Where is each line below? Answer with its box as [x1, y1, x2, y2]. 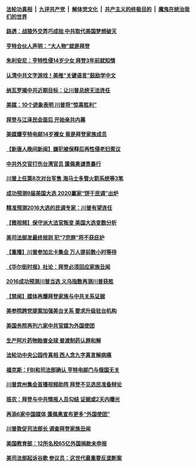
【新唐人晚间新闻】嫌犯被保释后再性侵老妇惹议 [6, 145, 121, 152]
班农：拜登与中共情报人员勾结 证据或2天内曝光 [6, 396, 121, 403]
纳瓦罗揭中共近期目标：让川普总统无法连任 [6, 86, 110, 93]
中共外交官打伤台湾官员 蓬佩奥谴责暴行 [6, 160, 102, 167]
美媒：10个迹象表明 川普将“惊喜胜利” [6, 101, 97, 108]
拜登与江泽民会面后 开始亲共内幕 [6, 116, 86, 123]
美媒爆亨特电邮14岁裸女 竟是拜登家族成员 [6, 131, 107, 138]
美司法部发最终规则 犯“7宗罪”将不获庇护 [6, 234, 105, 241]
